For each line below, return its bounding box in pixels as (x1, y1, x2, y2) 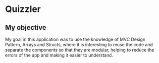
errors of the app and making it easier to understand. (5, 52, 113, 58)
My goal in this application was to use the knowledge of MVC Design (5, 36, 146, 42)
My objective (5, 23, 47, 32)
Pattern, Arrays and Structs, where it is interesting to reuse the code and (5, 42, 153, 48)
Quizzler (5, 3, 41, 15)
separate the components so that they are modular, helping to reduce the (5, 47, 155, 53)
